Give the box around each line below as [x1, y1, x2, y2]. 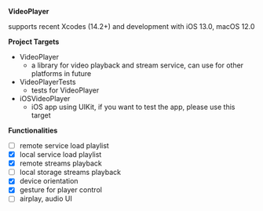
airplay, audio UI [19, 194, 72, 203]
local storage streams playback [19, 168, 122, 177]
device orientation [19, 176, 79, 186]
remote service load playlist [19, 141, 110, 150]
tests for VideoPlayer [31, 85, 100, 95]
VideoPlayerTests [19, 78, 76, 86]
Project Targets [8, 37, 60, 46]
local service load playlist [19, 150, 102, 159]
